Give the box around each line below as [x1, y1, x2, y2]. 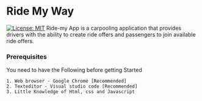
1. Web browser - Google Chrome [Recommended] [6, 78, 127, 85]
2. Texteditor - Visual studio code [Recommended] [6, 83, 138, 89]
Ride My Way [6, 4, 74, 18]
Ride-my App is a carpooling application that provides [46, 24, 182, 32]
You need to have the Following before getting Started [6, 66, 142, 74]
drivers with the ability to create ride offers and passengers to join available [6, 30, 197, 38]
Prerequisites [6, 52, 47, 61]
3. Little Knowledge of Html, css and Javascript [6, 89, 135, 95]
